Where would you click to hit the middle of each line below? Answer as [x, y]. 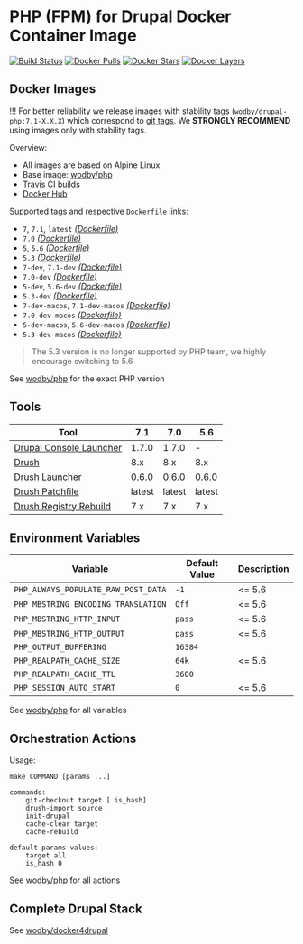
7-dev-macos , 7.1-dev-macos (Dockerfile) [96, 305]
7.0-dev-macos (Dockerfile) [72, 315]
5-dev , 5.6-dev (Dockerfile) [72, 286]
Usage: [23, 760]
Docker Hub [45, 193]
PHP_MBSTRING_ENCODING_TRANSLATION [90, 605]
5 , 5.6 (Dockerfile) [56, 247]
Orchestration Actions [73, 738]
